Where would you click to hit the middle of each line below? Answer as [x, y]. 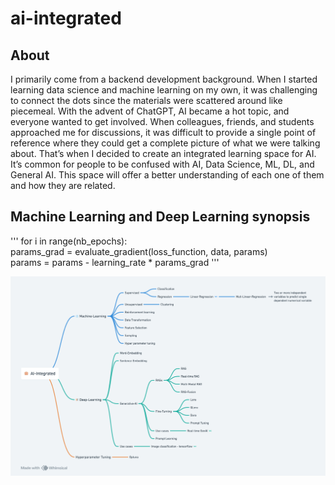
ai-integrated [66, 18]
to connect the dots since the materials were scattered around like [146, 100]
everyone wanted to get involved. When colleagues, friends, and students [162, 121]
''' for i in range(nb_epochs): [69, 241]
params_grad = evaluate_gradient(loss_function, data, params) [139, 251]
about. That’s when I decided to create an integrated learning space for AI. [163, 153]
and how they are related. [63, 185]
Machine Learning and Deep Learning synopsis [160, 217]
